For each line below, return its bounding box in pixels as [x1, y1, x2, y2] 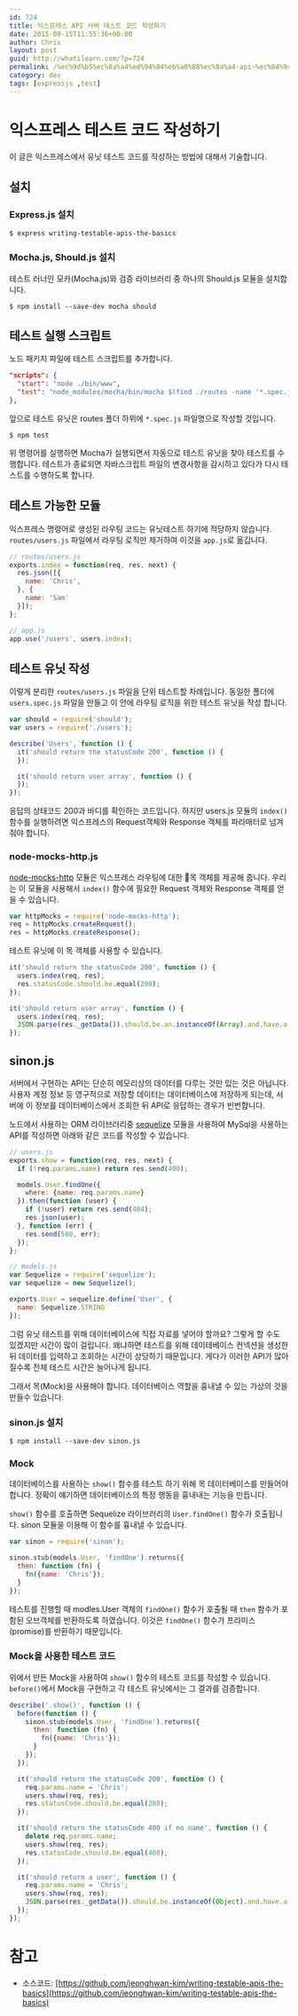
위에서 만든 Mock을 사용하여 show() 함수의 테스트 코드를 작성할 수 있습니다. [9, 1672, 271, 1682]
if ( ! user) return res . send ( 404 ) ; [25, 1205, 153, 1214]
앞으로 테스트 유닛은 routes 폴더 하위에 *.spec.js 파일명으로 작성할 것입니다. [9, 413, 277, 423]
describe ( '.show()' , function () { [9, 1701, 141, 1710]
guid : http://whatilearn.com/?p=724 [9, 54, 145, 63]
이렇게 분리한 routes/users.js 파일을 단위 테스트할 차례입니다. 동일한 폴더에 [9, 686, 275, 697]
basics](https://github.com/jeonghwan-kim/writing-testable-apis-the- [21, 1988, 278, 1998]
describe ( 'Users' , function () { [9, 739, 133, 748]
